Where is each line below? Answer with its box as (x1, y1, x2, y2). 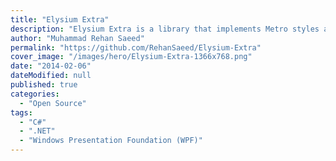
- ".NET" (19, 126, 56, 136)
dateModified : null (10, 71, 92, 81)
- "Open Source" (19, 98, 87, 108)
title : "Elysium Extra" (10, 14, 110, 25)
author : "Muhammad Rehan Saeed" (10, 33, 145, 43)
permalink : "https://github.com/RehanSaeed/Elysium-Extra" (10, 42, 262, 53)
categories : (10, 89, 60, 99)
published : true (10, 80, 78, 90)
